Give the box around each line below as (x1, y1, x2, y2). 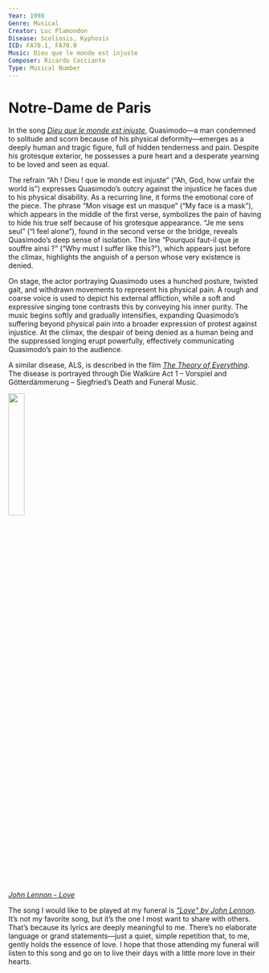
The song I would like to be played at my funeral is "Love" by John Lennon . (8, 905, 257, 915)
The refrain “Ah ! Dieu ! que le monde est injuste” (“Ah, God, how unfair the (8, 174, 255, 185)
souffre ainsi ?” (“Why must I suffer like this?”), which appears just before (8, 243, 251, 253)
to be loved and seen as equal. (8, 159, 110, 169)
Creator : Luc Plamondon (8, 27, 88, 35)
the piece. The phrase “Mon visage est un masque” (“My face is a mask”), (8, 200, 254, 210)
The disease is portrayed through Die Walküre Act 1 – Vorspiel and (8, 368, 227, 378)
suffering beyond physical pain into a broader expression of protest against (8, 318, 258, 328)
